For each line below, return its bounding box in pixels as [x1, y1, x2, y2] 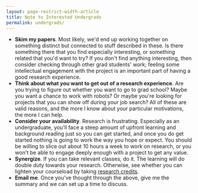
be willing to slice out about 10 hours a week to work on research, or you [14, 143, 192, 150]
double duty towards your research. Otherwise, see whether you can [14, 162, 183, 169]
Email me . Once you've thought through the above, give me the [14, 174, 170, 181]
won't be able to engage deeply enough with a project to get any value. [14, 149, 189, 156]
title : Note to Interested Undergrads [6, 14, 102, 20]
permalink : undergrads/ [6, 20, 65, 25]
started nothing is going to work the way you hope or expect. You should [14, 137, 192, 144]
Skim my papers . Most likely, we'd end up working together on [14, 36, 168, 43]
